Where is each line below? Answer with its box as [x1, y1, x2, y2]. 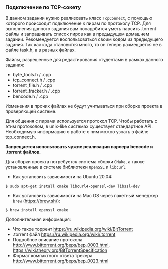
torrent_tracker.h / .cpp [12, 88, 60, 94]
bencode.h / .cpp [12, 93, 49, 99]
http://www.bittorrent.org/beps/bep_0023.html [12, 258, 109, 264]
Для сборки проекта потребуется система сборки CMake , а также [5, 159, 145, 165]
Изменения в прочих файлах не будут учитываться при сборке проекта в [5, 103, 163, 109]
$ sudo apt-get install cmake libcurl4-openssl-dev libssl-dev [5, 184, 140, 189]
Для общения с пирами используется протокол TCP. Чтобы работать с [5, 118, 158, 124]
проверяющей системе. [5, 108, 57, 114]
